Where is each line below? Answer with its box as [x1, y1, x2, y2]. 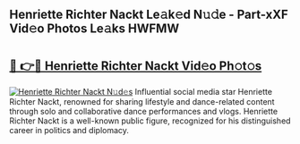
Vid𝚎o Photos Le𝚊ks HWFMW [9, 21, 180, 37]
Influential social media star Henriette [134, 87, 273, 97]
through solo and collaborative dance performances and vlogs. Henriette [9, 106, 279, 116]
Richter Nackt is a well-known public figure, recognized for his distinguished [9, 115, 291, 126]
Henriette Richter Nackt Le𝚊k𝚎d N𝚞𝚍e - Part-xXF [9, 7, 288, 22]
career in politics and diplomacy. [9, 125, 130, 135]
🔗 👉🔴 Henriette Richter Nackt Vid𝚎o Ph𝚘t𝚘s [9, 58, 262, 73]
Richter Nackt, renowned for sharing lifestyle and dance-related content [9, 97, 275, 106]
